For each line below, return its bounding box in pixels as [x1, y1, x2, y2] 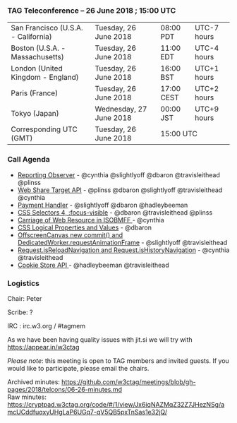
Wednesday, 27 [95, 105, 147, 114]
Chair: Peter [7, 294, 42, 302]
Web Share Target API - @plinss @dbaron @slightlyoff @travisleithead [17, 186, 223, 194]
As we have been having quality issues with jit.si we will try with [7, 335, 193, 344]
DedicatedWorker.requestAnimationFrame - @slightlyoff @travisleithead [17, 238, 228, 246]
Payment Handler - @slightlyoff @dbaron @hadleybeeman [17, 201, 188, 209]
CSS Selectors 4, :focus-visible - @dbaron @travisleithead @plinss [17, 208, 213, 217]
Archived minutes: [7, 377, 60, 386]
